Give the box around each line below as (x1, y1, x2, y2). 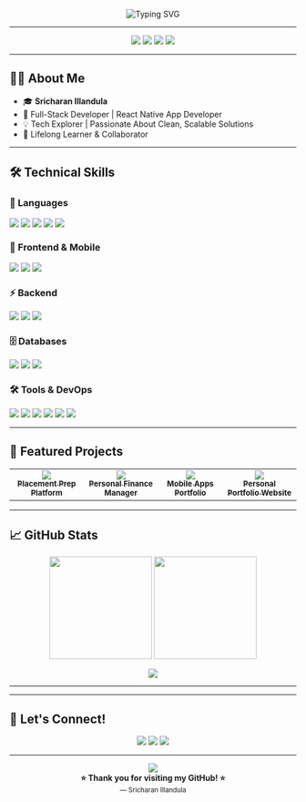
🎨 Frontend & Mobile (9, 242, 101, 254)
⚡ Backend (9, 286, 57, 299)
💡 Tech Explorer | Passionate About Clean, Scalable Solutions (22, 118, 254, 129)
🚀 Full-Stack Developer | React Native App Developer (22, 108, 223, 119)
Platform (30, 488, 63, 499)
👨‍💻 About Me (9, 71, 86, 87)
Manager (104, 488, 138, 499)
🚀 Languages (9, 197, 68, 210)
